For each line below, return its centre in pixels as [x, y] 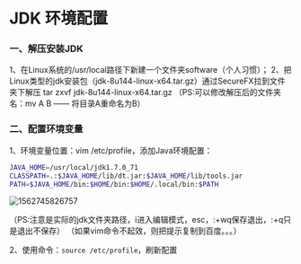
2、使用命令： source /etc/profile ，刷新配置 [93, 250]
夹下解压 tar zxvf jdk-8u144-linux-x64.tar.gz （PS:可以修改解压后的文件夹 [145, 92]
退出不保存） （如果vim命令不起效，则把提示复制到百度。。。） [129, 231]
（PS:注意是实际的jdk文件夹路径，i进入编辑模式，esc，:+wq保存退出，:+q [146, 220]
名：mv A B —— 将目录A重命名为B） [77, 103]
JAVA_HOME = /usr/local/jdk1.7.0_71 [74, 167]
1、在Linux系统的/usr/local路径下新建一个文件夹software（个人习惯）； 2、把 [150, 70]
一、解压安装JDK [46, 48]
